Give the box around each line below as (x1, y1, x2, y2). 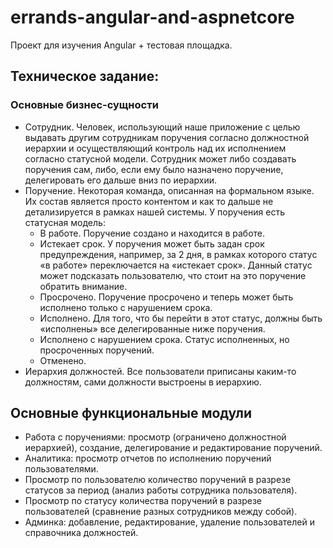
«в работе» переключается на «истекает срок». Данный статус (39, 259, 313, 271)
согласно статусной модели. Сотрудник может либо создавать (24, 152, 297, 165)
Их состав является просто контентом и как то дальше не (24, 195, 274, 207)
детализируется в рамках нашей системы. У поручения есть (24, 206, 285, 218)
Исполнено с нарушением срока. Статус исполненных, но (39, 333, 290, 345)
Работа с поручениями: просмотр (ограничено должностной (24, 431, 287, 443)
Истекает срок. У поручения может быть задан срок (39, 237, 265, 250)
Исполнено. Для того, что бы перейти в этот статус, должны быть (39, 312, 323, 324)
